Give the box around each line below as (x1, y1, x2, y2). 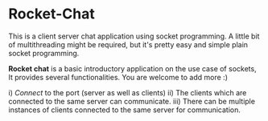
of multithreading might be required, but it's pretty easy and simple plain (8, 39, 248, 49)
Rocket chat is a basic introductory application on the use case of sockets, (8, 63, 257, 73)
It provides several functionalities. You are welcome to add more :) (8, 72, 228, 82)
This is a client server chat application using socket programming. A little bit (8, 31, 260, 41)
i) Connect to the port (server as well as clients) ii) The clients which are (8, 87, 247, 97)
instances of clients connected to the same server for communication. (8, 105, 241, 115)
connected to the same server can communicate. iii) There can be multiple (8, 96, 256, 106)
